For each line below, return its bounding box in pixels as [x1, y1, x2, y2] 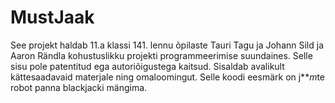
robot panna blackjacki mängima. [10, 81, 148, 93]
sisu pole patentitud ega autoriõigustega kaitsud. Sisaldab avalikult [10, 60, 285, 72]
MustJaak [10, 6, 95, 29]
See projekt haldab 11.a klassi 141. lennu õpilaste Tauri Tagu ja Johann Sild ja [10, 39, 325, 51]
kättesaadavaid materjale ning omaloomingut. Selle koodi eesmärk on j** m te [10, 71, 326, 83]
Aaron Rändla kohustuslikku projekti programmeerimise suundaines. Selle [10, 49, 313, 61]
